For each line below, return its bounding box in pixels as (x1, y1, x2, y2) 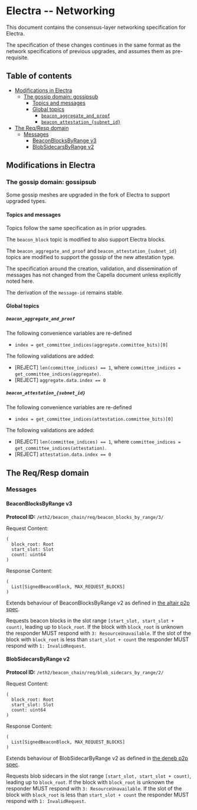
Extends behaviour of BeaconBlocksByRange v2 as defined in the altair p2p (6, 599, 190, 606)
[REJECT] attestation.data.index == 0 (14, 450, 111, 458)
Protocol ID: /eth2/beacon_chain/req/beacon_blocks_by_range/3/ (6, 513, 164, 520)
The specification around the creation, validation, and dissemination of (6, 264, 178, 272)
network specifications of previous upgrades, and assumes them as (6, 47, 171, 54)
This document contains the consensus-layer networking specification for (6, 24, 186, 31)
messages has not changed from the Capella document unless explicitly (6, 271, 182, 278)
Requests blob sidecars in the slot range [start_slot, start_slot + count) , (6, 772, 192, 779)
